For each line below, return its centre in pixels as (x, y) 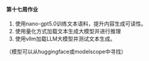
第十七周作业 (22, 9)
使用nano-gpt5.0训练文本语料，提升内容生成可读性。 (81, 24)
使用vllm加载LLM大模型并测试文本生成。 (65, 39)
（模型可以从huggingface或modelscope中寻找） (66, 52)
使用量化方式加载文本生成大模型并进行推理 (68, 31)
